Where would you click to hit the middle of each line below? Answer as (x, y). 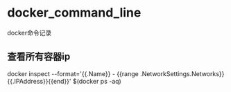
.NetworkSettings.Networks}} (182, 73)
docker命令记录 (29, 33)
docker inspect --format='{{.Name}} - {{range (73, 73)
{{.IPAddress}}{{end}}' (39, 81)
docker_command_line (74, 13)
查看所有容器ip (39, 57)
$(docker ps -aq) (97, 81)
